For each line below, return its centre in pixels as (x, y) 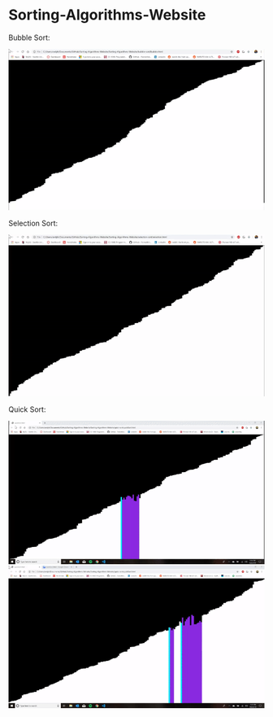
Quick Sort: (27, 409)
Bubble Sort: (29, 37)
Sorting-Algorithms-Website (107, 15)
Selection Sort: (33, 223)
